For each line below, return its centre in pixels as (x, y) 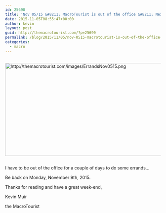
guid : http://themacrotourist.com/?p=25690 (51, 33)
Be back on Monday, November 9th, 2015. (48, 177)
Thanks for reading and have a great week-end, (54, 187)
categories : (17, 42)
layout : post (19, 28)
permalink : (16, 38)
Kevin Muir (16, 197)
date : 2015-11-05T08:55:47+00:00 (40, 19)
